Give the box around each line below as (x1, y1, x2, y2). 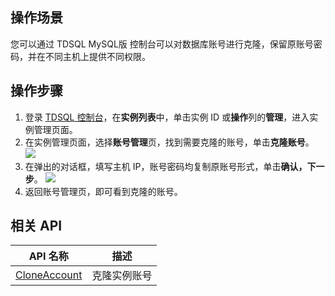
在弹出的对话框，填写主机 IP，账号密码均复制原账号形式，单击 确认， (24, 160, 308, 172)
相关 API (10, 218, 63, 235)
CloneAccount (15, 268, 83, 282)
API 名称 (28, 249, 69, 263)
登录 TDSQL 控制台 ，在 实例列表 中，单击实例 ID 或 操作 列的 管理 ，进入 (24, 111, 310, 123)
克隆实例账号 (91, 269, 153, 283)
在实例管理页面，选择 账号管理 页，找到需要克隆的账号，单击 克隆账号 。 (24, 136, 315, 148)
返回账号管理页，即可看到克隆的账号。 (24, 185, 183, 197)
